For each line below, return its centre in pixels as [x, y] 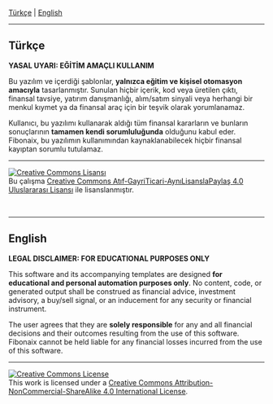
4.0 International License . [145, 391]
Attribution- [194, 382]
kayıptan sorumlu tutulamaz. [56, 149]
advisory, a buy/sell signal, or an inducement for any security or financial [130, 300]
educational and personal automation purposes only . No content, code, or [135, 283]
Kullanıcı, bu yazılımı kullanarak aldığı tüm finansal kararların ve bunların [128, 123]
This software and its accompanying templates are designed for [116, 274]
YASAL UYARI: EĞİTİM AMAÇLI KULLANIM [81, 65]
